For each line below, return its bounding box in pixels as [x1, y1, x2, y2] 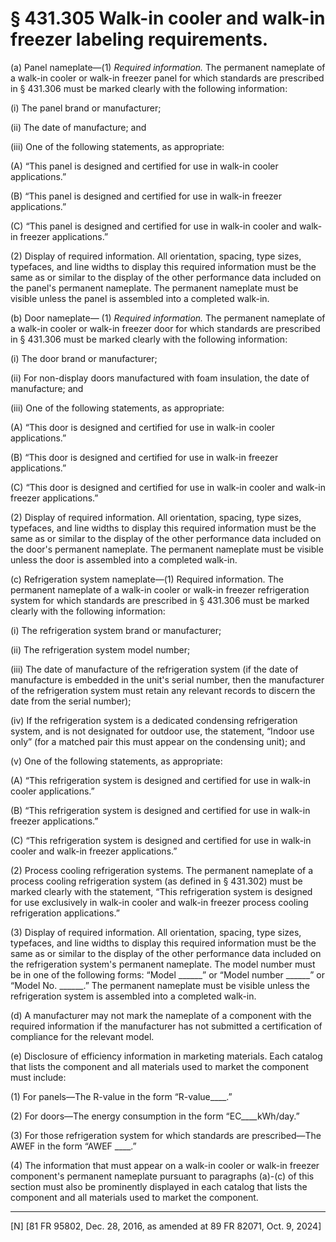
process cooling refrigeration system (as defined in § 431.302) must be [10, 875, 303, 887]
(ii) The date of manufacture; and [10, 121, 147, 133]
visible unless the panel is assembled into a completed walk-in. [10, 292, 270, 304]
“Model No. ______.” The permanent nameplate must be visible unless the [10, 979, 310, 991]
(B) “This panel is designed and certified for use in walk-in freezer [10, 190, 282, 202]
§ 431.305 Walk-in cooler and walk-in [10, 7, 326, 30]
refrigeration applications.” [10, 907, 120, 919]
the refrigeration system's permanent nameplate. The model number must [10, 958, 316, 970]
